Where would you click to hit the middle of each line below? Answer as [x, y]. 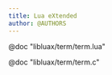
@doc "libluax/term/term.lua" [57, 46]
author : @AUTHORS [37, 23]
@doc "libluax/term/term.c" [54, 62]
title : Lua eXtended [43, 16]
